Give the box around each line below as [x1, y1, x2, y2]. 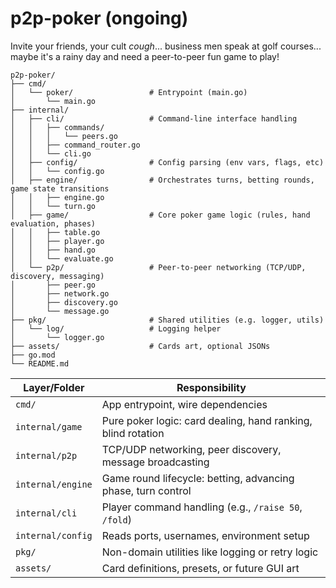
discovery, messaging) [10, 271, 105, 281]
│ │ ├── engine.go [10, 192, 105, 202]
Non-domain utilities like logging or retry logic [101, 545, 319, 559]
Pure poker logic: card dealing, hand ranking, [101, 413, 313, 427]
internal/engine [15, 478, 93, 490]
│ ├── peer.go [10, 280, 97, 290]
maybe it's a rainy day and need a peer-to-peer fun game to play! [10, 50, 280, 62]
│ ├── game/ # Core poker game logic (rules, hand [10, 210, 311, 220]
